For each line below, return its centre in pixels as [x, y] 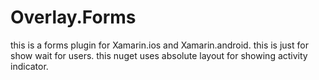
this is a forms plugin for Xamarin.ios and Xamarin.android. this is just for [159, 45]
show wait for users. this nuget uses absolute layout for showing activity [159, 55]
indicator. [29, 66]
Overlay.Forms [73, 17]
